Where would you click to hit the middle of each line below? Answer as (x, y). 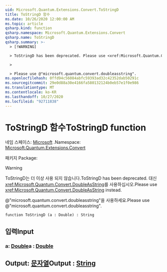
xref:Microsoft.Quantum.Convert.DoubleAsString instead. (64, 190)
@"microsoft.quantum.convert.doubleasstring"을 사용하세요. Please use (78, 200)
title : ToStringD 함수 (28, 14)
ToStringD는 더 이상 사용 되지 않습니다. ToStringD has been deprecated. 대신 (81, 178)
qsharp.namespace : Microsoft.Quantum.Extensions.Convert (65, 33)
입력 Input (19, 231)
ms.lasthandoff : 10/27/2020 (34, 97)
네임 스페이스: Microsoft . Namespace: (43, 142)
